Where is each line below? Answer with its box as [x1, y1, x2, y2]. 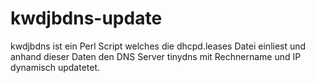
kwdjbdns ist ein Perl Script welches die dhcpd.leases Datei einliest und [10, 40, 307, 52]
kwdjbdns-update [10, 7, 163, 30]
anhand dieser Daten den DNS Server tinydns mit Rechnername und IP [10, 50, 302, 62]
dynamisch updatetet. [10, 61, 101, 73]
